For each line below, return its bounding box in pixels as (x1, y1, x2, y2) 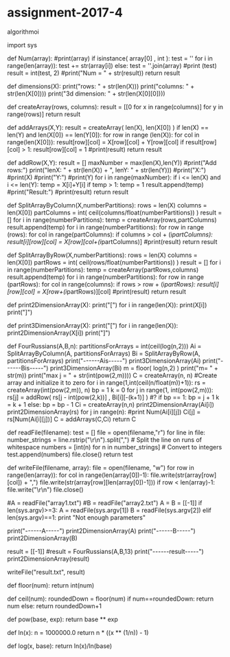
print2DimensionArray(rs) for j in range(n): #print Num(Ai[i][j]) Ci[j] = (7, 408, 201, 416)
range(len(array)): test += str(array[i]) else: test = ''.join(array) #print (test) (7, 61, 218, 69)
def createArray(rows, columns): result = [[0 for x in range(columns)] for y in (7, 102, 224, 111)
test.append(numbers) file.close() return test (7, 450, 133, 458)
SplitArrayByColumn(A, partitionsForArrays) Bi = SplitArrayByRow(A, (7, 349, 200, 357)
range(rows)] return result (7, 110, 81, 118)
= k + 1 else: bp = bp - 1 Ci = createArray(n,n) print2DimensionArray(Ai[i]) (7, 400, 215, 408)
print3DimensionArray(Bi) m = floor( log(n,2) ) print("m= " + (49, 364, 218, 372)
